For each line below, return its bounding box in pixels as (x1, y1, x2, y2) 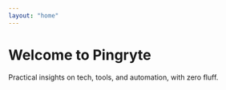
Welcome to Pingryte (8, 45, 151, 64)
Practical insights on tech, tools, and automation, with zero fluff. (8, 72, 219, 82)
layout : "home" (8, 11, 59, 20)
